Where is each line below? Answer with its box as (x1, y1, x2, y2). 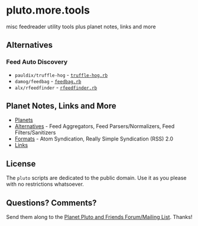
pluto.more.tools (6, 4, 90, 17)
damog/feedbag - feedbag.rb (14, 77, 82, 84)
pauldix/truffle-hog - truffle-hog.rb (14, 71, 108, 78)
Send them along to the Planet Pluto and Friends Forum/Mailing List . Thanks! (6, 214, 193, 221)
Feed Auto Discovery (6, 58, 68, 66)
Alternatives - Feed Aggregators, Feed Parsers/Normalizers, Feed (14, 123, 175, 130)
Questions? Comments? (6, 198, 97, 208)
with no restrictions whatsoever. (6, 181, 85, 188)
